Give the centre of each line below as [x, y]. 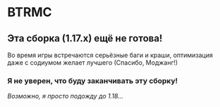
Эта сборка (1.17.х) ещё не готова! [85, 38]
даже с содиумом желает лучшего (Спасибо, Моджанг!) [93, 63]
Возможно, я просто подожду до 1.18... [65, 96]
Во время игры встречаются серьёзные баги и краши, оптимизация [110, 55]
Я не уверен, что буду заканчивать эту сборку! [93, 80]
